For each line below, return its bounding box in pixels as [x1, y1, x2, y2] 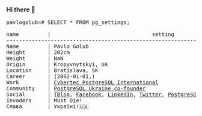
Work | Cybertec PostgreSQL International [6, 79, 159, 86]
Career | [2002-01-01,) [6, 73, 96, 80]
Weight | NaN [6, 55, 64, 62]
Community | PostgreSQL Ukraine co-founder [6, 85, 146, 92]
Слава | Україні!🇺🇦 [6, 103, 89, 110]
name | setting [6, 31, 174, 38]
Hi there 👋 [6, 5, 36, 14]
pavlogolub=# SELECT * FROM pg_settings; [6, 19, 130, 26]
